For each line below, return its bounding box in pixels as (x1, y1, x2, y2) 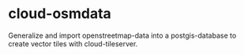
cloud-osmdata (8, 5, 112, 23)
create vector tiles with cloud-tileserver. (8, 38, 138, 48)
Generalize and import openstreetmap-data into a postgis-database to (8, 31, 237, 40)
